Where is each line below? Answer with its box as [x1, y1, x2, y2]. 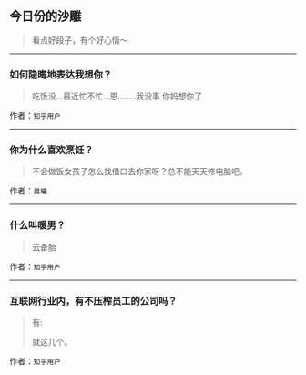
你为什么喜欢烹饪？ [9, 144, 94, 157]
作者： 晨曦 [9, 185, 47, 196]
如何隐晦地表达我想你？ [9, 68, 112, 80]
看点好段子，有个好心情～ [31, 35, 128, 46]
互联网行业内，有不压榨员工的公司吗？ [9, 295, 178, 307]
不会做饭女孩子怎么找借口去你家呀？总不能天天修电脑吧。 [31, 166, 248, 177]
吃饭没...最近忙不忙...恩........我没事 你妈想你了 [31, 90, 203, 102]
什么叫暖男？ [9, 219, 66, 232]
